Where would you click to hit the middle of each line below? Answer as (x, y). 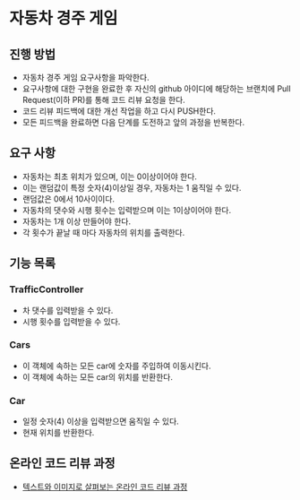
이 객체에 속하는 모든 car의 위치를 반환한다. (97, 376)
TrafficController (47, 289)
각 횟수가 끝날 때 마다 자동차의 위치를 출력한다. (103, 232)
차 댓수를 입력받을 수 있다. (68, 310)
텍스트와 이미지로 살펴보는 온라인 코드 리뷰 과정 (105, 487)
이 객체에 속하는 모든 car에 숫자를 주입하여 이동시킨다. (117, 366)
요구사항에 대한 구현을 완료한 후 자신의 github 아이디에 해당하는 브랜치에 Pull (156, 89)
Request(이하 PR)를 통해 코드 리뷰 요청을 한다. (103, 100)
